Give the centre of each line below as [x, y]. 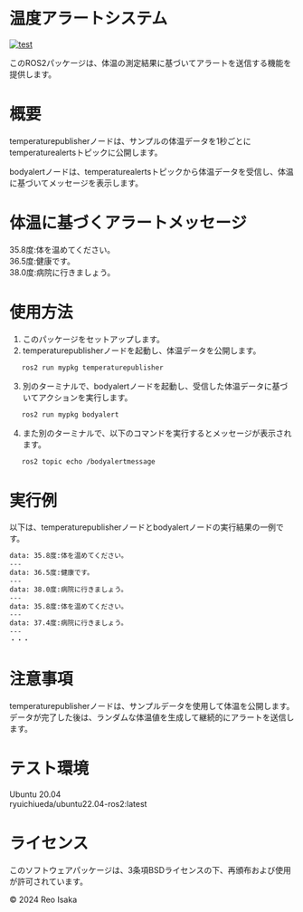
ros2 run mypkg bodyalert [70, 414]
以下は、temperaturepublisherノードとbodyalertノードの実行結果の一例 [142, 527]
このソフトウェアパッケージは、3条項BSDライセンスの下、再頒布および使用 [151, 869]
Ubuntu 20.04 [35, 794]
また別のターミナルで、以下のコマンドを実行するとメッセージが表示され [157, 433]
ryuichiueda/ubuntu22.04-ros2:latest [78, 803]
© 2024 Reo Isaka [43, 899]
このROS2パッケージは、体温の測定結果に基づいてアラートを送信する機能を [151, 62]
